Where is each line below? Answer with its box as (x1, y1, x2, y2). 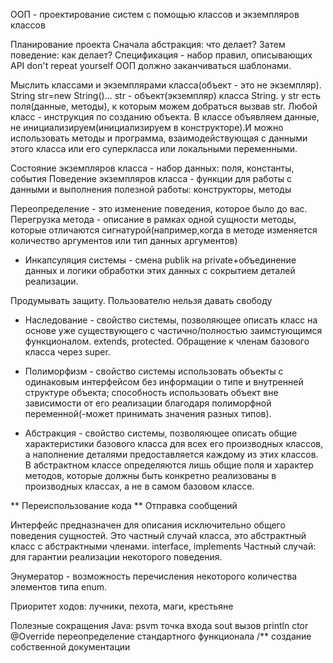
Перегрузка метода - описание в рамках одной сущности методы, (10, 214, 297, 225)
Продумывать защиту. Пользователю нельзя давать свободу (10, 295, 273, 306)
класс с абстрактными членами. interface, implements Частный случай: (10, 540, 317, 552)
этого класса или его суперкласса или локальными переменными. (10, 143, 298, 154)
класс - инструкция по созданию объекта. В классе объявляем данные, (10, 111, 320, 123)
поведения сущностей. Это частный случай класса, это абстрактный (10, 530, 307, 541)
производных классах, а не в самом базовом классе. (24, 480, 255, 492)
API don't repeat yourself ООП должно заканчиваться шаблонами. (10, 60, 292, 71)
